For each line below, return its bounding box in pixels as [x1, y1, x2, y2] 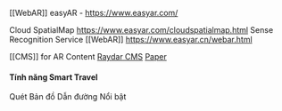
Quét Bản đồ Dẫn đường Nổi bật [9, 91, 127, 102]
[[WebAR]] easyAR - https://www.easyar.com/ [9, 8, 178, 18]
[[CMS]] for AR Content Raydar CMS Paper [9, 52, 167, 61]
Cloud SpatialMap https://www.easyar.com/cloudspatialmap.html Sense [9, 25, 274, 35]
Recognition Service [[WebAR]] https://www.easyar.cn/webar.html [9, 35, 253, 44]
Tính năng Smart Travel [9, 71, 98, 83]
